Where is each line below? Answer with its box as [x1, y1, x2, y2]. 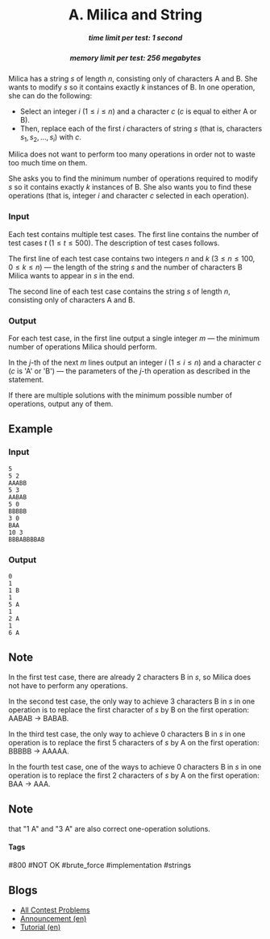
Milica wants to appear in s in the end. [8, 270, 135, 280]
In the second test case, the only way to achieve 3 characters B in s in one [8, 696, 255, 706]
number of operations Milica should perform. [8, 341, 157, 352]
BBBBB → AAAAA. [8, 746, 70, 756]
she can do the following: [8, 90, 93, 100]
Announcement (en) [19, 913, 87, 923]
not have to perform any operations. [8, 680, 128, 691]
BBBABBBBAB [8, 535, 45, 544]
